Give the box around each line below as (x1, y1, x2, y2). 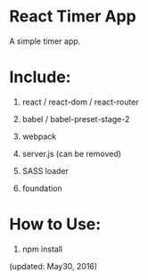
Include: (9, 67, 71, 87)
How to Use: (9, 214, 102, 235)
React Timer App (9, 6, 136, 27)
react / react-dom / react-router (21, 96, 140, 107)
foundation (21, 183, 62, 194)
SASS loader (21, 165, 70, 176)
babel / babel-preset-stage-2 (21, 113, 130, 124)
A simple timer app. (9, 36, 81, 46)
